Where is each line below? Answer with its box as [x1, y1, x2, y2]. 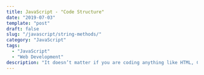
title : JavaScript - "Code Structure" [6, 8, 104, 15]
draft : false [6, 25, 39, 32]
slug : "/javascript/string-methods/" [6, 31, 102, 37]
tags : [6, 43, 20, 49]
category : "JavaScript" [6, 37, 67, 43]
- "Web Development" [12, 54, 64, 60]
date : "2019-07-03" [6, 15, 56, 21]
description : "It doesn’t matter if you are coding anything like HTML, [6, 59, 194, 65]
